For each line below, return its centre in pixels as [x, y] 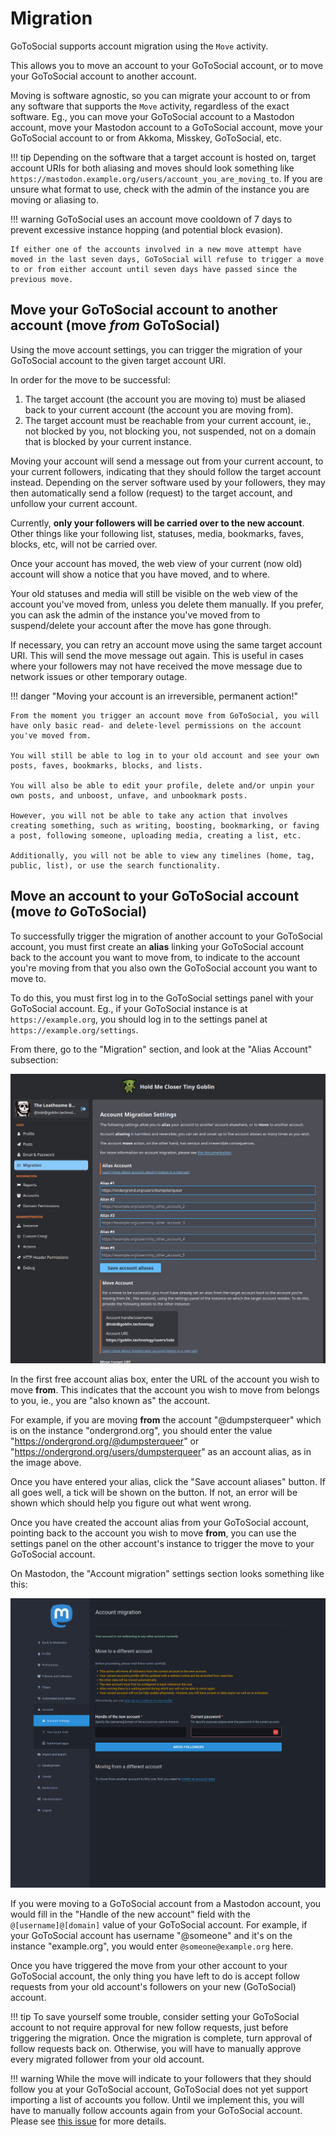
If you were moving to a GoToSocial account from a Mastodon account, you [166, 1903]
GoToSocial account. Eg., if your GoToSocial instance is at [129, 1008]
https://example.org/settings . [74, 1029]
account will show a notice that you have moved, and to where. [140, 574]
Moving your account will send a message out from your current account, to [167, 461]
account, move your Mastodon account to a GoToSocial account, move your [166, 127]
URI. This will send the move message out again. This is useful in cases [157, 655]
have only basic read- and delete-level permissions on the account [156, 725]
